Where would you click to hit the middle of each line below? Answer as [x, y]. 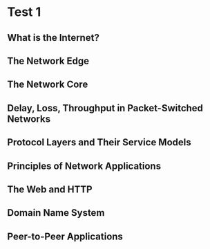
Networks [29, 119]
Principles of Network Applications [84, 166]
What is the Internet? [54, 38]
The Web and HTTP [50, 189]
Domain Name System [56, 213]
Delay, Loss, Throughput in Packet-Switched [105, 108]
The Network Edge [48, 61]
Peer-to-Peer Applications [65, 236]
